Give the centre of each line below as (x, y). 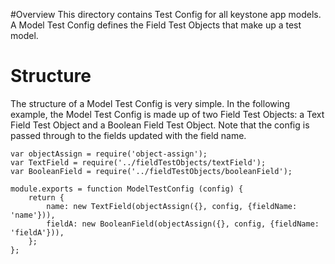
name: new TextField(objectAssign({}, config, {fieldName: (172, 206)
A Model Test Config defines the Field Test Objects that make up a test (156, 25)
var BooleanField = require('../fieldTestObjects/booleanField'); (151, 171)
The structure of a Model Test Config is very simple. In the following (150, 103)
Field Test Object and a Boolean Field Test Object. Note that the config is (160, 125)
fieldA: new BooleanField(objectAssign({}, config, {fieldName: (183, 224)
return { (46, 197)
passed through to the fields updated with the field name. (128, 135)
